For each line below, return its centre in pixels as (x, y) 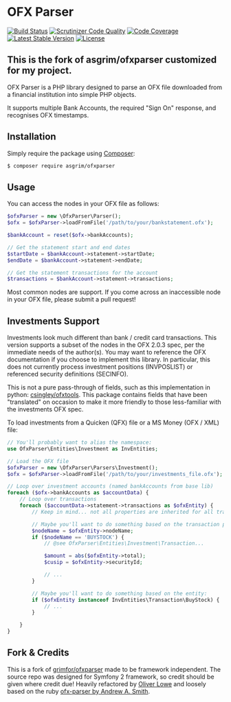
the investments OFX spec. (45, 409)
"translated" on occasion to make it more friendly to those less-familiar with (114, 402)
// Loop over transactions (58, 499)
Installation (32, 137)
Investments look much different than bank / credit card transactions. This (112, 338)
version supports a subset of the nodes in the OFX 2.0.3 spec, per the (106, 345)
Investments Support (53, 321)
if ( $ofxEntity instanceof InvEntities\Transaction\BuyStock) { (126, 600)
